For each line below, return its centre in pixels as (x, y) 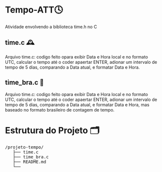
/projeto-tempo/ (24, 147)
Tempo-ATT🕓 (34, 10)
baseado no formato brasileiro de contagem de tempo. (60, 110)
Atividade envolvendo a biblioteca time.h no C (51, 27)
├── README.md (29, 162)
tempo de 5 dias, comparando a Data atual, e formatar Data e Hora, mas (77, 105)
